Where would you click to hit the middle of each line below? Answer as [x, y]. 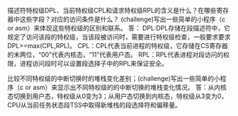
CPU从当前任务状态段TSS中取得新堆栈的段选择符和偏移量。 [95, 105]
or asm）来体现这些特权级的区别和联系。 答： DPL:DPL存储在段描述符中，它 [119, 28]
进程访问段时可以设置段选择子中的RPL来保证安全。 [93, 63]
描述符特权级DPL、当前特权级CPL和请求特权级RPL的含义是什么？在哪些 [112, 10]
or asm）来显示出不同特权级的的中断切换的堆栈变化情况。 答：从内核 [125, 87]
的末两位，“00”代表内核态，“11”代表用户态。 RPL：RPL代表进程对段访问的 [115, 54]
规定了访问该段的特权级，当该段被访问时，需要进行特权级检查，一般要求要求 [119, 37]
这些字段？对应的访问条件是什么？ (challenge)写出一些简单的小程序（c [123, 19]
